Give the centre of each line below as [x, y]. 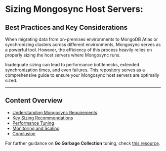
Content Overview [34, 101]
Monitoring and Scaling [36, 128]
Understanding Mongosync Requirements [55, 112]
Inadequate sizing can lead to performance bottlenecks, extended [72, 65]
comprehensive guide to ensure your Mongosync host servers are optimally [82, 75]
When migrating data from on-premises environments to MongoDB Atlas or [82, 39]
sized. [11, 80]
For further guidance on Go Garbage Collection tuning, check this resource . [83, 143]
